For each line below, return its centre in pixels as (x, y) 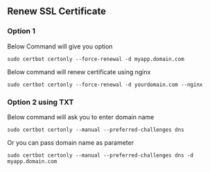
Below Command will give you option (60, 46)
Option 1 (21, 31)
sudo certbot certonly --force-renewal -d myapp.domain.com (96, 59)
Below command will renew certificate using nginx (79, 71)
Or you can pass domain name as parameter (70, 142)
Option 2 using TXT (41, 102)
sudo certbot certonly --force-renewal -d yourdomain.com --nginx (105, 85)
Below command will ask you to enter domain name (81, 117)
